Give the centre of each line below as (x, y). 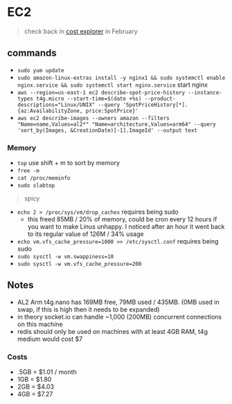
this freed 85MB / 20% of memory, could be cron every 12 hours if (122, 219)
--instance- (205, 92)
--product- (160, 99)
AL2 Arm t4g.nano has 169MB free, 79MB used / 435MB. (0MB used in (118, 302)
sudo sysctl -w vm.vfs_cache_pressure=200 (79, 264)
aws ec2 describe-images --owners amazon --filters (93, 118)
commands (32, 53)
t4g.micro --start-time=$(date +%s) (89, 99)
